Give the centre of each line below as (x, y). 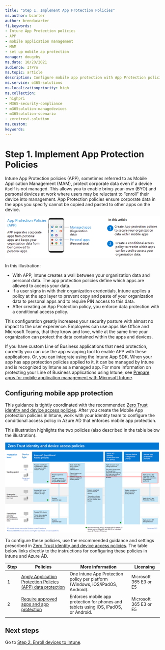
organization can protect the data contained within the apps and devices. (79, 337)
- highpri (15, 98)
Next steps (22, 630)
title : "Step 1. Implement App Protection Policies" (60, 10)
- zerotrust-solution (27, 119)
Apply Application (39, 576)
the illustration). (21, 435)
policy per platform (89, 579)
